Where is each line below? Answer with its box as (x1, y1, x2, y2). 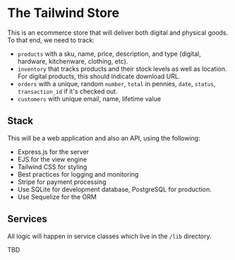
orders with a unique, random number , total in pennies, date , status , (17, 79, 216, 88)
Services (7, 213, 48, 225)
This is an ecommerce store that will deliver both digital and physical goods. (7, 28, 229, 37)
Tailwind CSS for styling (17, 162, 88, 171)
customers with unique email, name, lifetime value (17, 94, 161, 103)
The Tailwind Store (7, 5, 120, 21)
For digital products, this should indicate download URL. (17, 72, 181, 81)
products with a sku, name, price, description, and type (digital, (17, 49, 201, 58)
